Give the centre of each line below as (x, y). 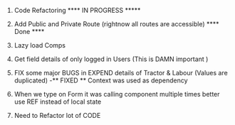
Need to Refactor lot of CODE (57, 115)
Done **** (29, 32)
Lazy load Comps (40, 45)
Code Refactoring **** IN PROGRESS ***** (77, 10)
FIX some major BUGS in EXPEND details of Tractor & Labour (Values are (121, 73)
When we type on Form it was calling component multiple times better (117, 94)
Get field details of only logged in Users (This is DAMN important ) (111, 59)
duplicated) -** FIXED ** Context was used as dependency (101, 80)
